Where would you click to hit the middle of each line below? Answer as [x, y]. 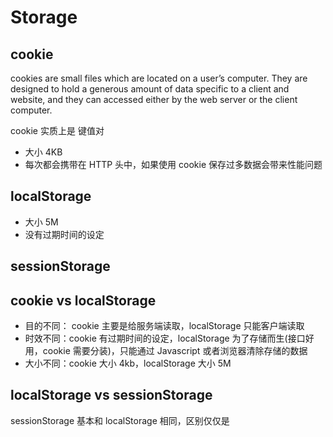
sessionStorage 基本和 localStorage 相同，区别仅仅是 [120, 420]
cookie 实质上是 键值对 [57, 130]
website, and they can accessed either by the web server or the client [154, 99]
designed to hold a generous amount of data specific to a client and [150, 89]
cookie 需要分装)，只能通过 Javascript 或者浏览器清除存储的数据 [175, 351]
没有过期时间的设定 [64, 234]
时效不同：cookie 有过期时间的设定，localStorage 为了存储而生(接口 [165, 338]
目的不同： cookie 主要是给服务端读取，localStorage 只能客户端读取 [164, 326]
